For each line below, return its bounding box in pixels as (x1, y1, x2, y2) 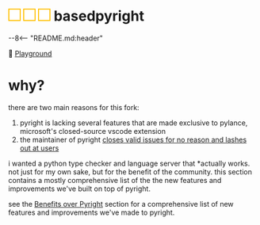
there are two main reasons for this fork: (8, 102, 140, 112)
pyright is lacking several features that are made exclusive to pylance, (19, 118, 248, 128)
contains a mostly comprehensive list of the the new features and (8, 175, 222, 185)
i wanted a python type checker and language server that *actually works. (8, 158, 250, 168)
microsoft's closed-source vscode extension (19, 126, 166, 135)
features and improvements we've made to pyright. (8, 208, 175, 217)
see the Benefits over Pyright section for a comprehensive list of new (8, 199, 234, 208)
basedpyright (53, 7, 145, 25)
